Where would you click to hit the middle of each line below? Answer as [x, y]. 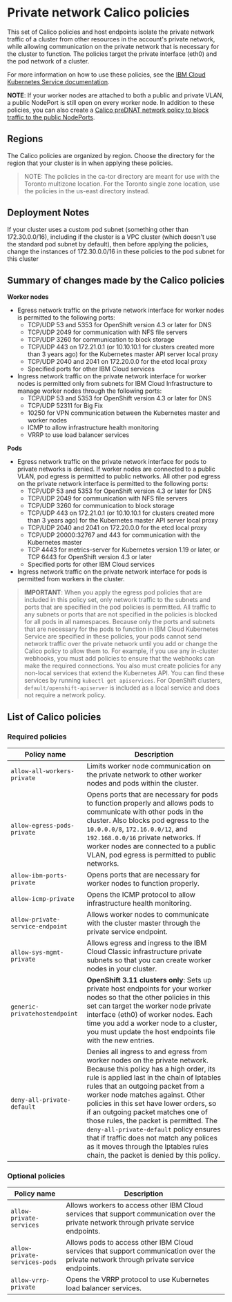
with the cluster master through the [144, 923]
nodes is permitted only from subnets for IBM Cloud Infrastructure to [115, 384]
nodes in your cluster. [122, 969]
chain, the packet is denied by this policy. [154, 1156]
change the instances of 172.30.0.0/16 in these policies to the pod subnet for [116, 251]
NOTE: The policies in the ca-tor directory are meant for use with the [122, 176]
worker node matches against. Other [146, 1095]
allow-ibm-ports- [39, 876]
